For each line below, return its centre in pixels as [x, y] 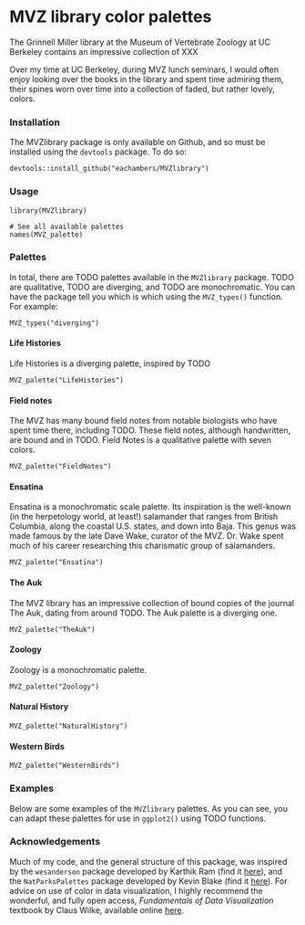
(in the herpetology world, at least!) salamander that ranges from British [144, 517]
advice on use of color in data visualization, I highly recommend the [136, 890]
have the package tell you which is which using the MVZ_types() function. [147, 296]
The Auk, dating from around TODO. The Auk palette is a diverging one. [143, 613]
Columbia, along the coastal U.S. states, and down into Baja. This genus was [153, 526]
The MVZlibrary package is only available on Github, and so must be [137, 142]
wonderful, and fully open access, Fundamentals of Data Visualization [142, 900]
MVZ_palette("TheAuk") [52, 629]
